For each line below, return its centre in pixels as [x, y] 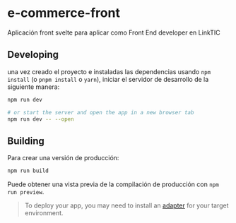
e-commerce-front [64, 13]
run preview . [26, 192]
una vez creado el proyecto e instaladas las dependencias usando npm [109, 71]
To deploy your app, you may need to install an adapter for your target [126, 205]
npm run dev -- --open [41, 119]
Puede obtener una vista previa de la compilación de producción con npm [113, 184]
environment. [44, 213]
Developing [33, 55]
